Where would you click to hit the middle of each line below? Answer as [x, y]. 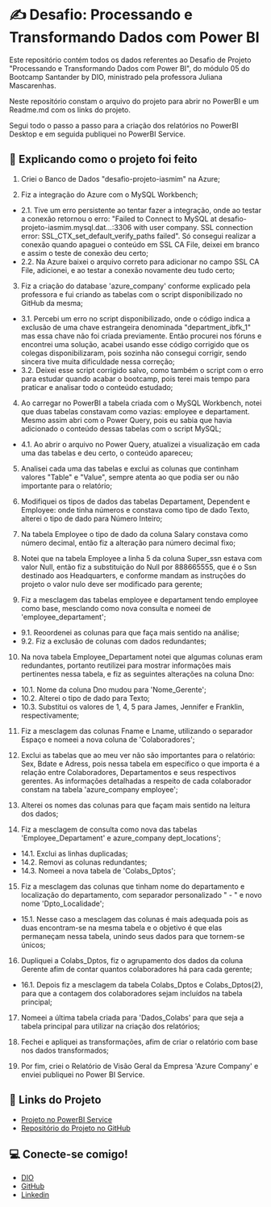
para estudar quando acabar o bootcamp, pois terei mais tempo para [135, 379]
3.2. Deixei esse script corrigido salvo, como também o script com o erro [142, 370]
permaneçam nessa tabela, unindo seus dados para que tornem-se [133, 936]
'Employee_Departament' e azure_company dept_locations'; [121, 838]
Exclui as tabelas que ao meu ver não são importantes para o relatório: [138, 755]
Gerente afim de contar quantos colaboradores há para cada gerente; [136, 969]
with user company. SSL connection [193, 227]
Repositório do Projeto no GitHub [76, 1128]
